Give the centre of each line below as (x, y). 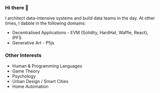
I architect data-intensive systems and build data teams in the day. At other (80, 18)
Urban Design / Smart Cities (40, 81)
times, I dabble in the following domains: (45, 23)
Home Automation (30, 86)
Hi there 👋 (17, 8)
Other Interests (23, 55)
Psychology (24, 76)
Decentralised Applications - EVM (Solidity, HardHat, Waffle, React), (80, 33)
